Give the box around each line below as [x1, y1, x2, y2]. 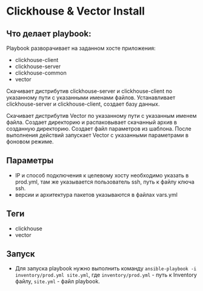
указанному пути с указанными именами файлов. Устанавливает [6, 94, 176, 101]
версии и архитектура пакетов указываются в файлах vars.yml [15, 191, 178, 198]
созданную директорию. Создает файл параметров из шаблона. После [6, 125, 192, 132]
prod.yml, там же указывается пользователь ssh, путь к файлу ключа [15, 178, 195, 185]
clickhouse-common [15, 69, 67, 77]
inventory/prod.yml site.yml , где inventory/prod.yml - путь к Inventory [15, 272, 197, 279]
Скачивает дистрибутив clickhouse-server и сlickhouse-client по [6, 87, 173, 95]
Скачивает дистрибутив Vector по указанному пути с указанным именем [6, 112, 197, 119]
